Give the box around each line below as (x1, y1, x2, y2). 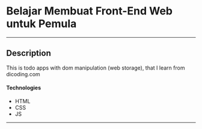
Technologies (6, 84, 41, 91)
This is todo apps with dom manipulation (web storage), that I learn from (6, 64, 185, 71)
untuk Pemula (6, 17, 77, 31)
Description (6, 48, 51, 58)
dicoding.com (6, 70, 40, 77)
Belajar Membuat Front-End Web (6, 4, 173, 18)
